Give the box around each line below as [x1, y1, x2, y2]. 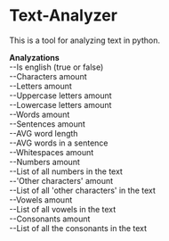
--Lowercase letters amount [9, 99, 112, 110]
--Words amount [9, 109, 70, 120]
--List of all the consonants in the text [9, 222, 148, 233]
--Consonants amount [9, 213, 91, 224]
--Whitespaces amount [9, 146, 94, 157]
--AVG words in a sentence [9, 137, 109, 148]
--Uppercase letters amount [9, 90, 113, 101]
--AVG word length [9, 128, 78, 138]
